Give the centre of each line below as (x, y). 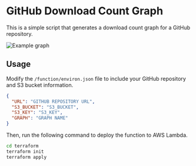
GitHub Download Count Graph (85, 11)
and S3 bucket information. (40, 85)
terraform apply (26, 157)
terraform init (25, 151)
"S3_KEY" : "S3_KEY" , (37, 113)
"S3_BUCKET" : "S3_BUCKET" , (45, 107)
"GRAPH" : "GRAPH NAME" (40, 118)
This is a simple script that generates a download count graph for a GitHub (98, 27)
